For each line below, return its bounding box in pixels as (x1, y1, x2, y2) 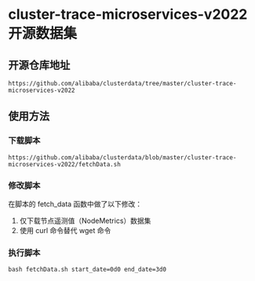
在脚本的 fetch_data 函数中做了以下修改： (8, 199, 143, 209)
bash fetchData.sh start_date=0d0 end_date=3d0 (8, 265, 167, 274)
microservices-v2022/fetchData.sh (8, 160, 122, 168)
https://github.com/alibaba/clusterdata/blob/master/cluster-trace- (8, 153, 237, 162)
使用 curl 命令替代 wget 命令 (19, 225, 111, 235)
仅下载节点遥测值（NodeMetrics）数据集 (19, 216, 151, 225)
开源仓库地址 (8, 58, 71, 71)
